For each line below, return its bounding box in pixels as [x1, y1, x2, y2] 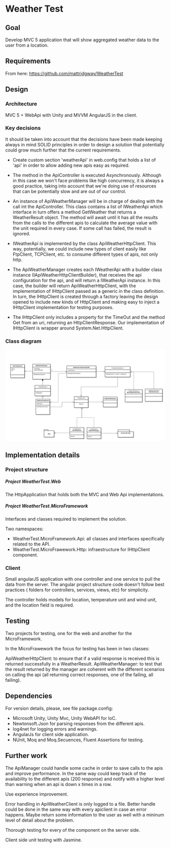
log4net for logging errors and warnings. [12, 725, 98, 732]
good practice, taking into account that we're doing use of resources [12, 183, 156, 189]
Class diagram [5, 338, 42, 345]
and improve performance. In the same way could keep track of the [5, 770, 146, 776]
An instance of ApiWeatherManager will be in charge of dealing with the [12, 198, 163, 204]
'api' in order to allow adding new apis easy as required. [12, 162, 130, 168]
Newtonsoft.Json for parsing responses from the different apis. [12, 720, 145, 726]
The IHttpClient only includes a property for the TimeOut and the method [12, 314, 165, 320]
